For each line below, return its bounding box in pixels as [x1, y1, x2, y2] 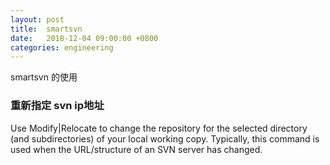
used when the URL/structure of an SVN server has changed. [10, 143, 263, 155]
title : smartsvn [10, 24, 83, 34]
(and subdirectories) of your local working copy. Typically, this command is [10, 132, 320, 145]
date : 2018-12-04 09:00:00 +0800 [10, 33, 159, 43]
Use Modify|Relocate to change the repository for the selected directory [10, 122, 308, 134]
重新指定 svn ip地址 [10, 99, 105, 113]
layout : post [10, 14, 65, 25]
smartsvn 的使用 [10, 71, 78, 83]
